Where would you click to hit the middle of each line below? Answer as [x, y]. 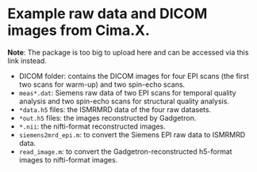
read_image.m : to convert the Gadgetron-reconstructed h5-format [125, 151]
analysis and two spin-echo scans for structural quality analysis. [124, 101]
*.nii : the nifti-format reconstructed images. [92, 126]
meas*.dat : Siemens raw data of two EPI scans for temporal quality [127, 92]
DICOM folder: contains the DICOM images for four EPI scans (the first [134, 76]
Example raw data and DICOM [107, 14]
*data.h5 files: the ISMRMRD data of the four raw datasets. [115, 109]
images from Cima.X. [79, 30]
